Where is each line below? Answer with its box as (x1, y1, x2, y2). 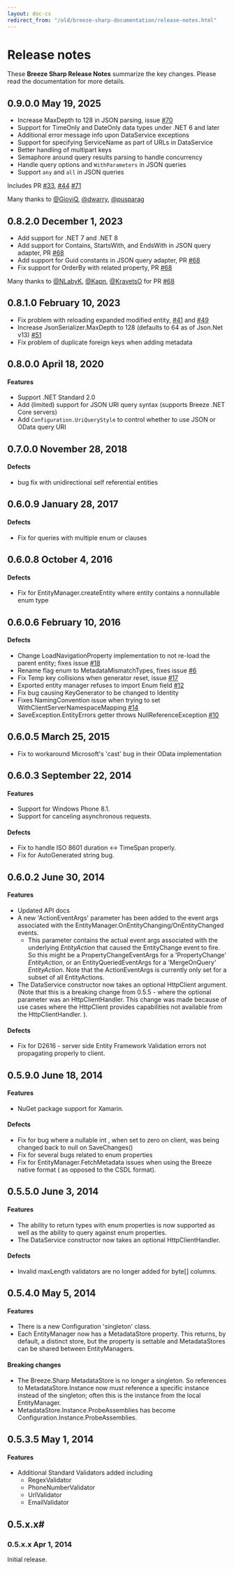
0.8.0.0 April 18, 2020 (7, 358, 104, 370)
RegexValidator (27, 1476, 72, 1485)
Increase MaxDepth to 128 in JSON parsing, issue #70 (17, 116, 173, 124)
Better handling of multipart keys (17, 146, 112, 154)
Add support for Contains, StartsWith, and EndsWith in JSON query (17, 242, 211, 250)
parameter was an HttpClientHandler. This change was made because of (17, 996, 227, 1004)
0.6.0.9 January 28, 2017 (7, 499, 119, 510)
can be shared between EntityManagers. (17, 1345, 135, 1353)
